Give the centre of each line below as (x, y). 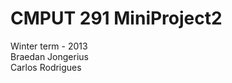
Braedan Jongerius (49, 56)
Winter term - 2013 (49, 46)
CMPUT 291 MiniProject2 (116, 18)
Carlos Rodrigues (46, 67)
